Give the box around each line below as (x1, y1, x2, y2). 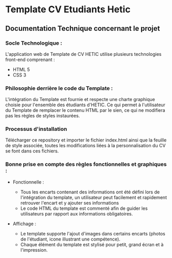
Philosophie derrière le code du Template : (5, 85, 113, 92)
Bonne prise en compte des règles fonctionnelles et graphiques (5, 161, 167, 168)
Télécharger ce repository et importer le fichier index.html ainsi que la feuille (5, 137, 167, 143)
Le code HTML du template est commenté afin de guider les (20, 205, 148, 211)
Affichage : (12, 221, 36, 227)
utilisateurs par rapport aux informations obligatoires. (20, 210, 133, 216)
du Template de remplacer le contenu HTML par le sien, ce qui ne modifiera (5, 107, 165, 113)
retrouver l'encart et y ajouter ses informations (20, 200, 119, 206)
